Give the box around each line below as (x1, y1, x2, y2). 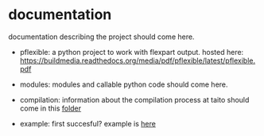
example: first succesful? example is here (19, 119, 157, 128)
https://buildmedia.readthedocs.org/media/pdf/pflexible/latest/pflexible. (19, 56, 256, 65)
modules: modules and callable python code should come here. (19, 80, 228, 89)
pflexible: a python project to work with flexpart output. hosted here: (19, 47, 244, 56)
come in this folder (19, 103, 82, 113)
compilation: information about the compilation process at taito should (19, 95, 250, 104)
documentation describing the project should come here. (8, 32, 195, 41)
